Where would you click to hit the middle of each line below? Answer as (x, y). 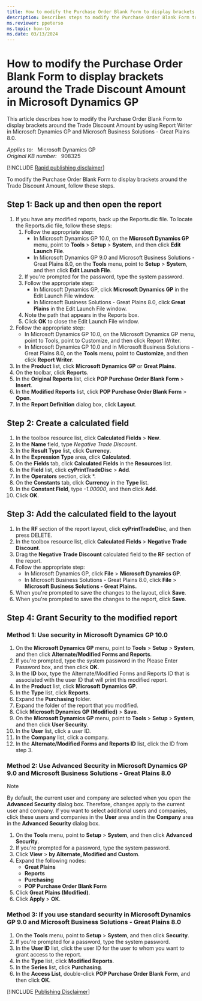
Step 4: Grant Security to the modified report (92, 618)
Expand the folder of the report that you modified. (77, 706)
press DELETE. (34, 535)
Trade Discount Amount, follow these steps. (61, 186)
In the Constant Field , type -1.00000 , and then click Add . (86, 489)
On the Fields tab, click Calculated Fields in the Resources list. (94, 463)
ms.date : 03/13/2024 (33, 34)
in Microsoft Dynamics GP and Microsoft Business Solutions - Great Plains (98, 132)
